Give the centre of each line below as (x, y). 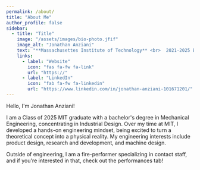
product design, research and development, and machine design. (86, 143)
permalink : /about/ (30, 12)
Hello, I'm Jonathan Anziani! (40, 106)
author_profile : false (34, 23)
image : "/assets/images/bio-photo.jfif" (68, 39)
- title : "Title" (33, 34)
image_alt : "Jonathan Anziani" (56, 45)
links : (25, 56)
